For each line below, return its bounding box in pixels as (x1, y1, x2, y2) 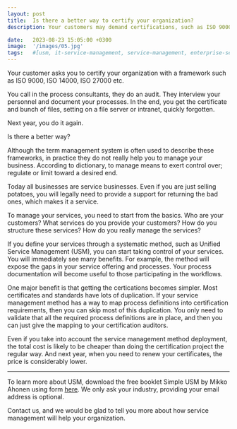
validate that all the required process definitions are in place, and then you (7, 314, 223, 322)
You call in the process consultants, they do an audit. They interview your (7, 90, 221, 98)
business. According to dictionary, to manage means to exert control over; (7, 161, 223, 170)
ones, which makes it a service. (7, 197, 99, 206)
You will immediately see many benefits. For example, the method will (7, 255, 209, 263)
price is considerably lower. (7, 358, 87, 365)
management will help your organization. (7, 414, 126, 422)
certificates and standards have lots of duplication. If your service (7, 291, 199, 299)
